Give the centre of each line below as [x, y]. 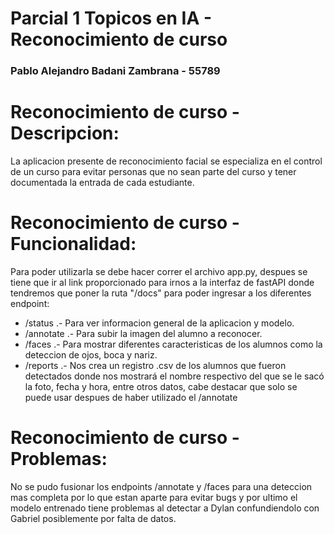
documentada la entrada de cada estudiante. [102, 183]
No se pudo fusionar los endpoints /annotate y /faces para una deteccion [161, 486]
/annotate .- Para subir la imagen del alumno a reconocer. [143, 333]
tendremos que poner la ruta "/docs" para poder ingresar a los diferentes [161, 293]
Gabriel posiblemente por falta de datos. [93, 518]
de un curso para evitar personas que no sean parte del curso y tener [153, 172]
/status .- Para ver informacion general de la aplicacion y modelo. [159, 323]
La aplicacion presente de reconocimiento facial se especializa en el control [166, 161]
